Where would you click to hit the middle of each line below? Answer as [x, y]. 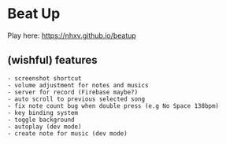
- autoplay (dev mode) [44, 127]
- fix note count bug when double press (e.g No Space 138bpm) [113, 106]
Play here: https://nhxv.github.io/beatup [72, 35]
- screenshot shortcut [44, 78]
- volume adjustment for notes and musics [78, 85]
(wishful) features [52, 60]
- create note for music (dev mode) [67, 133]
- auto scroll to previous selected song [76, 99]
